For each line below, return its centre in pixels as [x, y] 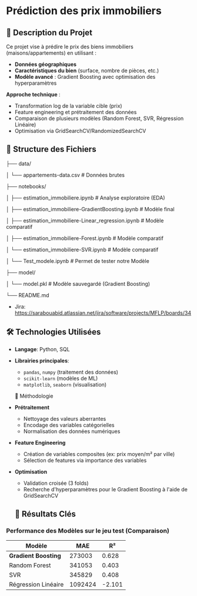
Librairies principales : [42, 361]
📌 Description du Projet [49, 33]
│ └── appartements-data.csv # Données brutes [66, 175]
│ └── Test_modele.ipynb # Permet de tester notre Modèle [78, 261]
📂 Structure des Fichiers [51, 149]
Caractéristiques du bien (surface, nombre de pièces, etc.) [87, 71]
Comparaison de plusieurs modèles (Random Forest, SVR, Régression [99, 118]
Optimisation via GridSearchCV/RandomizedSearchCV [80, 131]
